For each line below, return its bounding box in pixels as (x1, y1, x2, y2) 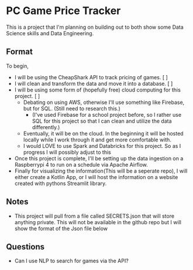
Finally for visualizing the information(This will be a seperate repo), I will (14, 167, 188, 174)
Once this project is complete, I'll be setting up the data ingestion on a (14, 154, 184, 162)
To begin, (6, 62, 29, 69)
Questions (6, 242, 45, 252)
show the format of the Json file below (14, 225, 108, 232)
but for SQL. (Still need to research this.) (23, 104, 121, 112)
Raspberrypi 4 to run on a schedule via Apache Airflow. (14, 161, 148, 168)
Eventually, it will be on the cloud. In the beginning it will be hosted (23, 130, 184, 137)
